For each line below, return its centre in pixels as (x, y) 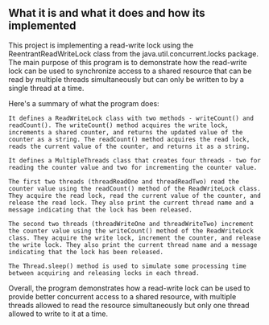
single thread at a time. (46, 88)
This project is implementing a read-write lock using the (101, 45)
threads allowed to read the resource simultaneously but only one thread (129, 305)
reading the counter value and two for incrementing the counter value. (133, 167)
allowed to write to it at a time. (58, 314)
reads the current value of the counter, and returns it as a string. (129, 146)
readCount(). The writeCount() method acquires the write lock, (118, 125)
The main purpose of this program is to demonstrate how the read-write (128, 62)
